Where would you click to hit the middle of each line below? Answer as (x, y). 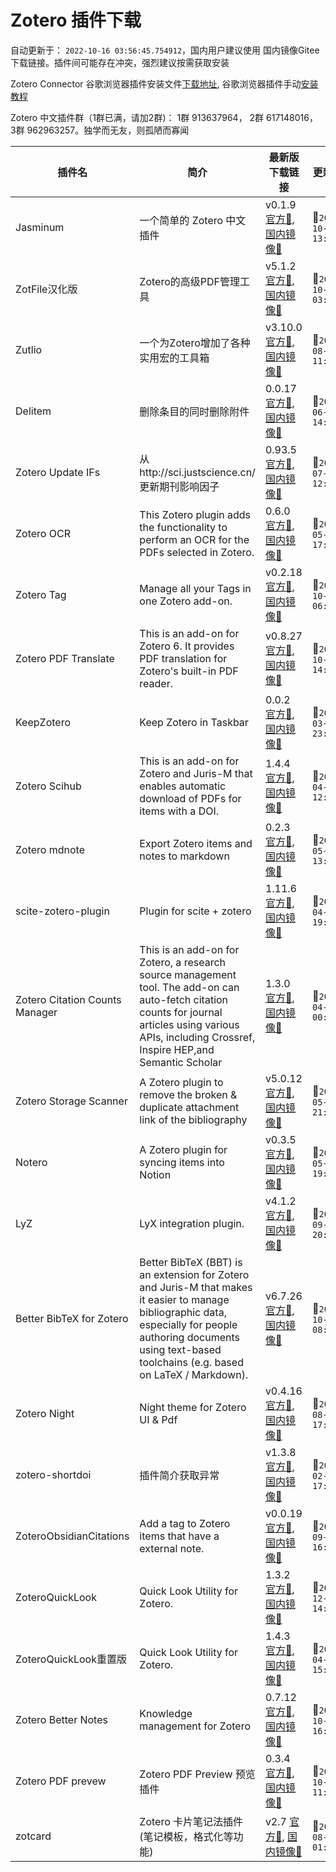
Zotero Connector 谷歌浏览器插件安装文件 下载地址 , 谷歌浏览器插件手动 (156, 83)
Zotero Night (45, 1413)
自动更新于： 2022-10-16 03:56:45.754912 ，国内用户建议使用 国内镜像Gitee (165, 50)
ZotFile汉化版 (46, 289)
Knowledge (166, 1713)
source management (188, 974)
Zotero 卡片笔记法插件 (191, 1821)
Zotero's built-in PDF (189, 671)
